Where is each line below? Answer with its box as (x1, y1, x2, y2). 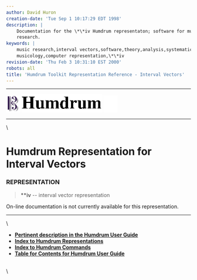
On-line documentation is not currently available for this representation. (6, 203, 179, 210)
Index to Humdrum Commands (14, 244, 91, 251)
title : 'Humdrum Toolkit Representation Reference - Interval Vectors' (6, 71, 185, 78)
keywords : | (6, 41, 35, 46)
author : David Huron (6, 9, 57, 15)
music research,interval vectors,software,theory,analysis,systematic (16, 47, 193, 53)
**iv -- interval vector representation (20, 191, 110, 198)
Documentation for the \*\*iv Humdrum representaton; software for (16, 28, 185, 34)
